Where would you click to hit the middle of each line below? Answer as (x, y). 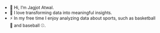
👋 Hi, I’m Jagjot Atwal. (32, 8)
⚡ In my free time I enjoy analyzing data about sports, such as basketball (82, 18)
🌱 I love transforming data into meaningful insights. (61, 13)
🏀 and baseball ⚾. (28, 25)
